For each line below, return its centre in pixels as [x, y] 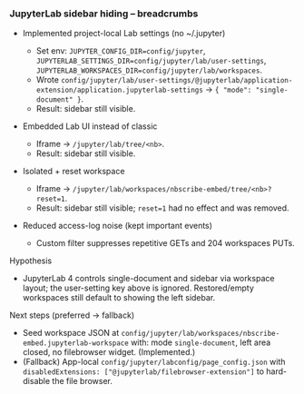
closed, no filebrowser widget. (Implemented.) [109, 352]
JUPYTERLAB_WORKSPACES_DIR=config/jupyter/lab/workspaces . [149, 70]
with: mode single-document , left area [201, 342]
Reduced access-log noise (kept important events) [118, 226]
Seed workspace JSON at [71, 333]
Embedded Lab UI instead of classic [90, 126]
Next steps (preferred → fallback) [72, 315]
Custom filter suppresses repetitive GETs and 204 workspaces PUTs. [165, 243]
